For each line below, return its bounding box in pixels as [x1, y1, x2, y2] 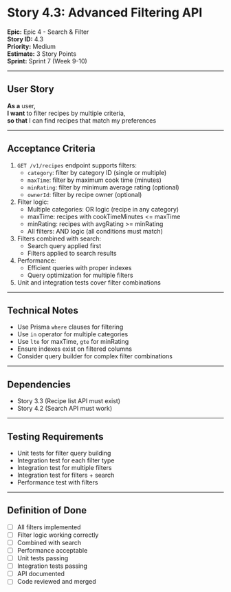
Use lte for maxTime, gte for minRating [16, 338, 129, 346]
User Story [7, 83, 54, 95]
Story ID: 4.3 [7, 34, 43, 43]
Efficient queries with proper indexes [27, 263, 132, 272]
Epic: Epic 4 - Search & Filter [7, 28, 89, 36]
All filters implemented [16, 522, 81, 531]
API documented [16, 570, 65, 578]
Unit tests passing [16, 554, 69, 562]
